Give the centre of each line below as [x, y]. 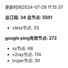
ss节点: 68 [22, 48]
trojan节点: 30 [26, 60]
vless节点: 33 [25, 28]
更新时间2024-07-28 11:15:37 [34, 7]
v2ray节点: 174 [26, 54]
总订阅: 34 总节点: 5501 [29, 17]
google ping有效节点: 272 [31, 38]
